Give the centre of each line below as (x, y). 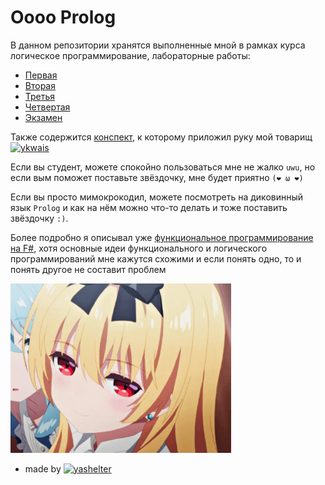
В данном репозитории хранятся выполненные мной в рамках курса (158, 45)
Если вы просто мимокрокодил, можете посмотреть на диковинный (157, 197)
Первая (41, 75)
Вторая (40, 85)
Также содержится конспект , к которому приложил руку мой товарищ (161, 137)
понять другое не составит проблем (88, 269)
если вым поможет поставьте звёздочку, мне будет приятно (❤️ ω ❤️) (157, 177)
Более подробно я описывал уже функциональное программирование (162, 237)
